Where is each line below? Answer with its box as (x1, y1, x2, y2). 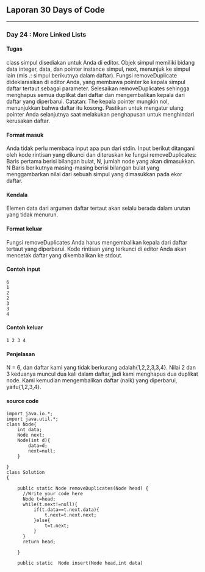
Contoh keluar (6, 324, 43, 331)
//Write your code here (22, 491, 84, 497)
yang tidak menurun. (6, 211, 59, 218)
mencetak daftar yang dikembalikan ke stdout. (6, 251, 123, 259)
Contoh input (6, 265, 41, 273)
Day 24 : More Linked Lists (6, 30, 87, 38)
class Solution (6, 470, 45, 476)
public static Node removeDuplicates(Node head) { (17, 485, 149, 492)
